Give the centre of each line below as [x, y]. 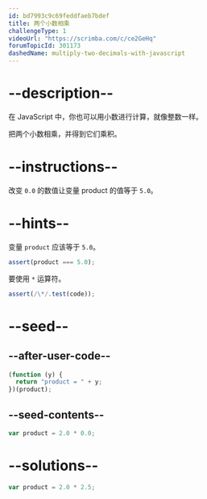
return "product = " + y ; [59, 382]
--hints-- [39, 224]
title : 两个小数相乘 [39, 23]
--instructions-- [63, 167]
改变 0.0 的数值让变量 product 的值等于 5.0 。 [83, 190]
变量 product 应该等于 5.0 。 [54, 246]
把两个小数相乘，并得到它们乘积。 [65, 133]
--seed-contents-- [56, 415]
